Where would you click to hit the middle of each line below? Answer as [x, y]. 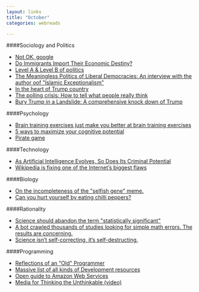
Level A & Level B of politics [49, 70]
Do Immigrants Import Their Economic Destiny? [74, 63]
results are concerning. [44, 234]
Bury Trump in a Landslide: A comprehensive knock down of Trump [99, 102]
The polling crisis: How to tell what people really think [81, 95]
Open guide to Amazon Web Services [62, 276]
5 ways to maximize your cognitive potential [70, 132]
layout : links [24, 12]
